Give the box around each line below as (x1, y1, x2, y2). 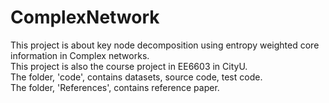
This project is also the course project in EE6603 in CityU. (10, 60, 248, 72)
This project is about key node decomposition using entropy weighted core (10, 39, 320, 51)
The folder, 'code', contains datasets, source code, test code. (10, 71, 263, 83)
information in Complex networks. (10, 49, 150, 61)
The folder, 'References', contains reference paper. (10, 81, 220, 93)
